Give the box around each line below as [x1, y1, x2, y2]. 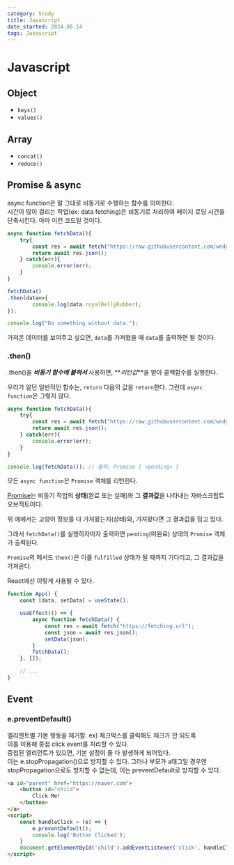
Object [7, 87, 37, 99]
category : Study [7, 10, 54, 17]
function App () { [7, 591, 58, 598]
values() [17, 114, 43, 122]
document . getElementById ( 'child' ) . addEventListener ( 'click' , [19, 844, 201, 852]
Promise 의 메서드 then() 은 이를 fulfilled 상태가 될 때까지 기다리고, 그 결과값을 [7, 553, 224, 561]
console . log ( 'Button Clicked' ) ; [32, 832, 127, 839]
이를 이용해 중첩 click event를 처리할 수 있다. [7, 740, 129, 748]
